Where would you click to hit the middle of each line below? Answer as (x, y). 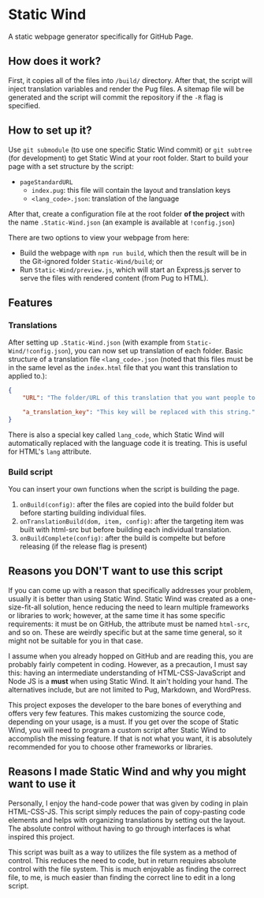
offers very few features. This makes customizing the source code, (117, 713)
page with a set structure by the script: (71, 166)
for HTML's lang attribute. (50, 451)
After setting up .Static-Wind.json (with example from (97, 342)
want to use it (42, 784)
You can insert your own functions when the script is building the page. (124, 489)
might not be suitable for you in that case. (76, 640)
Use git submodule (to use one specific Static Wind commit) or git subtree (130, 149)
